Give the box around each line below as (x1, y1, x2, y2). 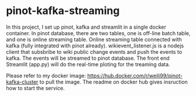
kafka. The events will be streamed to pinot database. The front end (6, 54, 170, 61)
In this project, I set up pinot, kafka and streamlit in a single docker (6, 23, 167, 30)
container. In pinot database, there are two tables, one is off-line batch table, (6, 29, 191, 36)
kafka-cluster (6, 78, 39, 85)
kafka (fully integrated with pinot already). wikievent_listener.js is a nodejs (6, 42, 184, 49)
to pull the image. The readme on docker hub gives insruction (39, 78, 188, 85)
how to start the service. (6, 84, 65, 91)
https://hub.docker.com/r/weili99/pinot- (87, 72, 183, 79)
